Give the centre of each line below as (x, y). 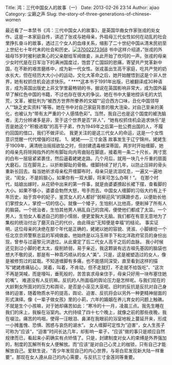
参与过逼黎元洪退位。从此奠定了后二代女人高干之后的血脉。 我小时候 (91, 242)
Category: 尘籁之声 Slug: (31, 14)
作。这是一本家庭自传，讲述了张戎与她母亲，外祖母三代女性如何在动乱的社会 (86, 37)
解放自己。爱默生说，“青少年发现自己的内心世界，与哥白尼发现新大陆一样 (83, 351)
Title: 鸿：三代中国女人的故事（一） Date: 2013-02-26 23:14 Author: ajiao (82, 7)
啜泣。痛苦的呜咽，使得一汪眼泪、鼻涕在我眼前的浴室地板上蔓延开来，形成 (88, 319)
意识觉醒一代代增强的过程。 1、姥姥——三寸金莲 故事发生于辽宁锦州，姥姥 (84, 139)
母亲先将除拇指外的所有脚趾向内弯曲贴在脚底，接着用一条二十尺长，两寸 (86, 152)
